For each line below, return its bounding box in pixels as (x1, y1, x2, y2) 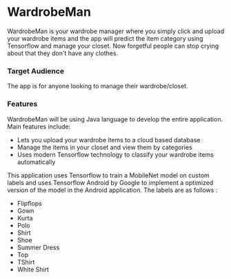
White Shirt (17, 265, 50, 273)
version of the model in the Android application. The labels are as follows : (7, 186, 218, 194)
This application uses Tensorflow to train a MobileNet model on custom (7, 171, 210, 180)
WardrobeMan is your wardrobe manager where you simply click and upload (7, 27, 225, 35)
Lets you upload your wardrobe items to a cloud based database (17, 135, 201, 144)
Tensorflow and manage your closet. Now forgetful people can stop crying (7, 41, 219, 50)
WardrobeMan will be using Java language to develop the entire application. (7, 115, 223, 123)
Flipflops (17, 199, 43, 207)
